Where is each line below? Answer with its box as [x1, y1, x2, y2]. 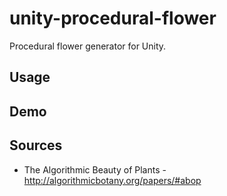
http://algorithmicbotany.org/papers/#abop [23, 174, 202, 186]
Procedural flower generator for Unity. [9, 40, 167, 52]
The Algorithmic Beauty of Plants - [23, 163, 167, 176]
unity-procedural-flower [9, 7, 217, 30]
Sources [9, 137, 63, 154]
